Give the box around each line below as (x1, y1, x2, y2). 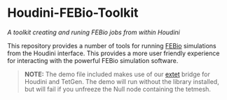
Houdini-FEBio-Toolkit (7, 5, 139, 21)
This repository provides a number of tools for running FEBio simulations (7, 41, 217, 50)
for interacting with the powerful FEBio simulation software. (7, 56, 179, 64)
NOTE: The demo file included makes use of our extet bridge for (24, 70, 210, 78)
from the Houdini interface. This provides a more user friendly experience (7, 49, 220, 57)
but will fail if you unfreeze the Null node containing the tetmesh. (24, 85, 212, 93)
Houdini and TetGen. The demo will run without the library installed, (24, 77, 219, 85)
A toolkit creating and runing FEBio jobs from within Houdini (7, 28, 181, 36)
